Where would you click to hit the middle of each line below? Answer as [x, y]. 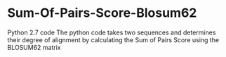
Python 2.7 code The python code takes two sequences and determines [112, 32]
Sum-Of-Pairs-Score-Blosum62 [102, 13]
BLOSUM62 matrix [34, 47]
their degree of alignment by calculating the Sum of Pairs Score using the [113, 39]
